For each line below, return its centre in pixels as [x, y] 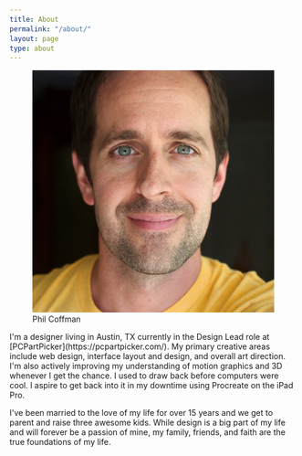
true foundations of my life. [60, 442]
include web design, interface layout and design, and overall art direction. [147, 356]
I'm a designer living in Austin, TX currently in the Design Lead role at [140, 337]
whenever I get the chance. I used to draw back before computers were [144, 376]
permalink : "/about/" [51, 29]
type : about [32, 48]
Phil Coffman [57, 319]
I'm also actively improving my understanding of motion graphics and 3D [146, 366]
